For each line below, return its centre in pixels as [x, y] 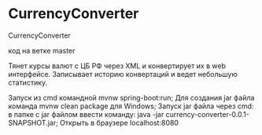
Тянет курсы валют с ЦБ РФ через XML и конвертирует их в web [117, 66]
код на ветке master [42, 50]
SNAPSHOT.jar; [33, 122]
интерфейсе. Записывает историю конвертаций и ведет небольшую [123, 74]
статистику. [28, 82]
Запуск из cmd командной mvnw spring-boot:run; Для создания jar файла [131, 97]
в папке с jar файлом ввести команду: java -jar [86, 114]
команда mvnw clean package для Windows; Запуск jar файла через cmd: [131, 106]
